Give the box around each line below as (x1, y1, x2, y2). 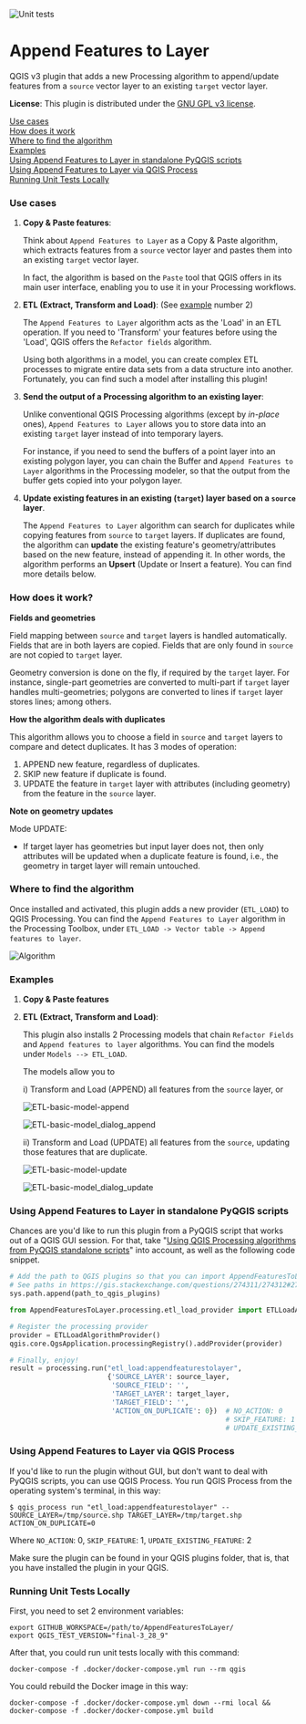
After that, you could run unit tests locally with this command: (9, 1647, 240, 1658)
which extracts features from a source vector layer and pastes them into (22, 244, 293, 255)
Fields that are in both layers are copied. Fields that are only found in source (9, 639, 294, 650)
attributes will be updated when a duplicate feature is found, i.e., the (22, 850, 280, 861)
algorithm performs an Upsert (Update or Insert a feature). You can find (22, 559, 292, 570)
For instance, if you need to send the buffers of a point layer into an (22, 446, 276, 457)
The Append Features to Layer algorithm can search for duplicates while (22, 520, 296, 531)
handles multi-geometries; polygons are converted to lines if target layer (9, 686, 284, 697)
